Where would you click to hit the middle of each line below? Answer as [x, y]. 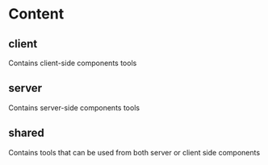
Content [36, 14]
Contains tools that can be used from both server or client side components [134, 152]
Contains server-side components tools [74, 107]
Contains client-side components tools [73, 63]
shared [26, 133]
